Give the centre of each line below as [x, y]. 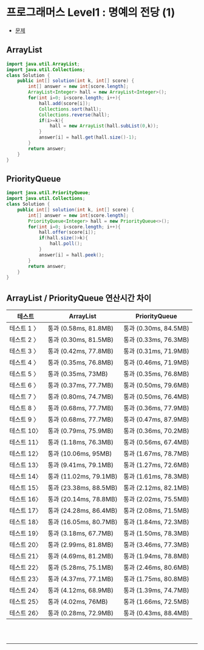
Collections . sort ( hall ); [70, 109]
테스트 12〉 [26, 454]
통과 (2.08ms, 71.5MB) [156, 511]
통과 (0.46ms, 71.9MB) [156, 363]
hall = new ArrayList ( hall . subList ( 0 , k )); [104, 126]
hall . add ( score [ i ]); [65, 103]
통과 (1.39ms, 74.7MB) [156, 590]
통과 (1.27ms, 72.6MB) [156, 465]
